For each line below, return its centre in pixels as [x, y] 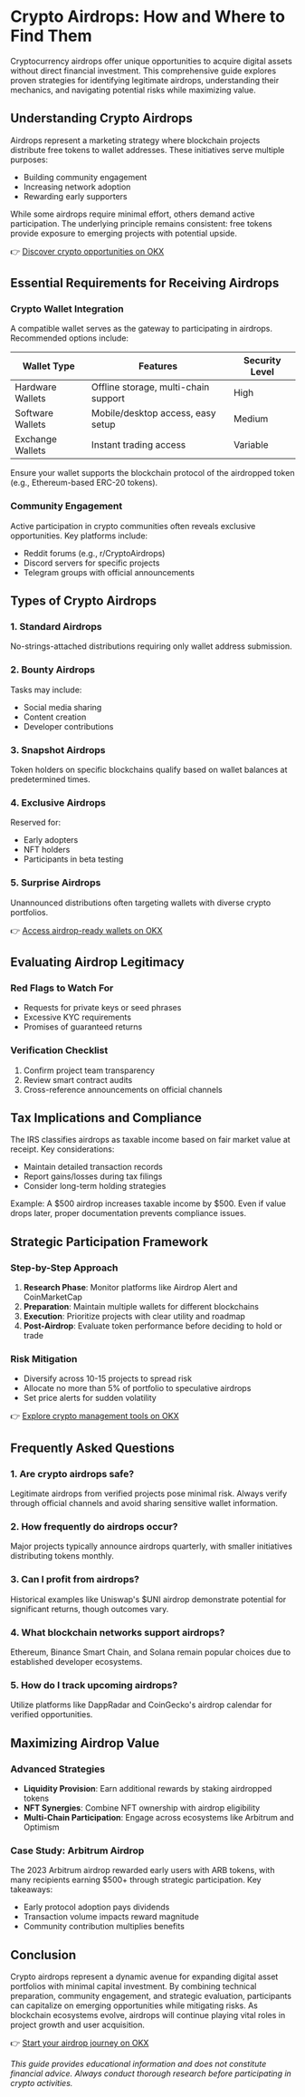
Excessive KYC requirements [77, 1018]
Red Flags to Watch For [62, 988]
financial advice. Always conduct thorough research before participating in [151, 2073]
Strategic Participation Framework [110, 1242]
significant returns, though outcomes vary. [90, 1609]
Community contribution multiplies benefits [104, 1927]
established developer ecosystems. [76, 1661]
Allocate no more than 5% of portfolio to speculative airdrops [137, 1388]
